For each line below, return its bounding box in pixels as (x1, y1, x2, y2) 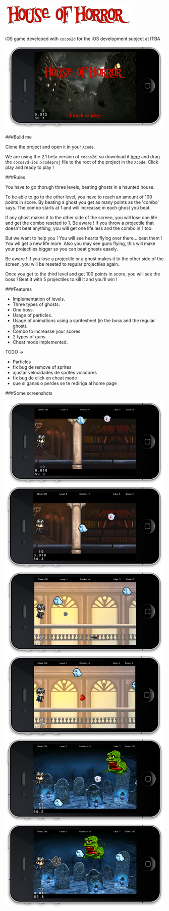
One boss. (12, 307, 34, 313)
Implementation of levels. (12, 296, 66, 302)
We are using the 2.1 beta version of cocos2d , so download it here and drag (5, 154, 160, 160)
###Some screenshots (5, 390, 53, 396)
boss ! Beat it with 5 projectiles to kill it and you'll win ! (5, 276, 118, 283)
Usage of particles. (12, 312, 52, 319)
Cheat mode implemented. (12, 339, 68, 345)
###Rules (5, 174, 25, 181)
